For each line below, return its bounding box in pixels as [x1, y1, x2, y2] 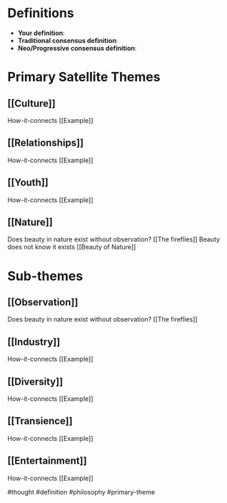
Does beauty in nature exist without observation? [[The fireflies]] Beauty [7, 235, 220, 244]
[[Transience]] [7, 415, 73, 427]
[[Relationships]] [7, 137, 84, 149]
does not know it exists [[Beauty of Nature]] [7, 243, 136, 251]
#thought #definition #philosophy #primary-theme [7, 487, 156, 496]
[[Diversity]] [7, 375, 64, 387]
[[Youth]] [7, 176, 49, 189]
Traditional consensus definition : [17, 36, 118, 44]
